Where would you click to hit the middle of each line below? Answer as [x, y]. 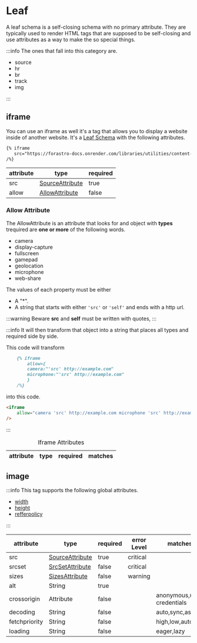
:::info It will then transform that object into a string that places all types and [97, 330]
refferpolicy [28, 514]
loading [19, 631]
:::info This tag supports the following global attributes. [72, 490]
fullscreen [27, 253]
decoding [22, 612]
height [22, 508]
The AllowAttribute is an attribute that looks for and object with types [89, 223]
